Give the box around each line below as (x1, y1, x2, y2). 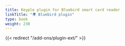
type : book (5, 16, 28, 21)
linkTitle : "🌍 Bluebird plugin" (5, 12, 74, 17)
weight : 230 (5, 21, 30, 26)
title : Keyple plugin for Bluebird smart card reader (5, 7, 120, 12)
